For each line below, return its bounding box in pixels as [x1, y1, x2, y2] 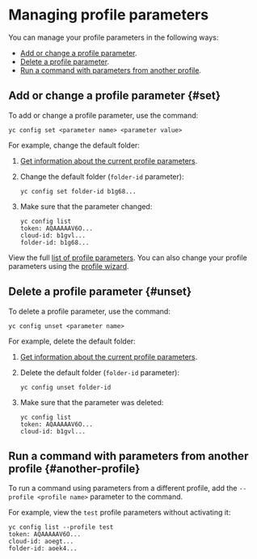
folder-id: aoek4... [8, 544, 78, 553]
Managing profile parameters [8, 6, 209, 24]
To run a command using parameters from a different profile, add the [8, 484, 238, 493]
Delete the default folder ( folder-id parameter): [19, 367, 180, 378]
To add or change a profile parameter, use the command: [8, 110, 199, 120]
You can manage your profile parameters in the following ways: [8, 32, 219, 42]
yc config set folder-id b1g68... [19, 187, 137, 195]
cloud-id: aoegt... [8, 537, 74, 546]
